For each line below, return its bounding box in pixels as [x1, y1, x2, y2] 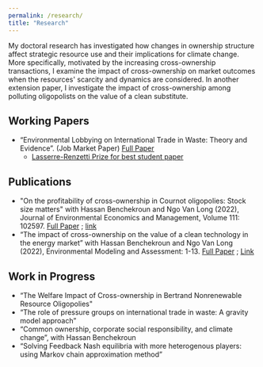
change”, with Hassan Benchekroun [19, 332, 136, 342]
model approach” [19, 315, 77, 325]
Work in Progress [8, 270, 96, 283]
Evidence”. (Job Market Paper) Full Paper [19, 143, 154, 153]
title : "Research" [8, 19, 69, 27]
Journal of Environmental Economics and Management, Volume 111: [19, 213, 240, 223]
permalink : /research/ [8, 11, 83, 20]
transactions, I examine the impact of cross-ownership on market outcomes [8, 66, 256, 75]
